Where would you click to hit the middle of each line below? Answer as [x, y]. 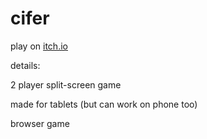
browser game [40, 123]
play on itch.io [39, 46]
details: [25, 65]
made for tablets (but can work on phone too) [104, 104]
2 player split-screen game [66, 84]
